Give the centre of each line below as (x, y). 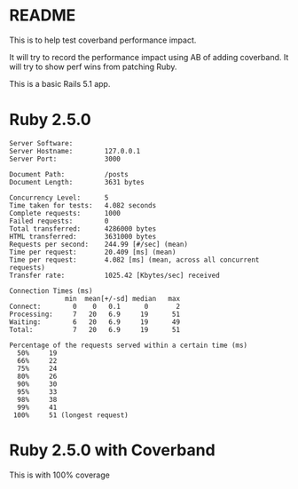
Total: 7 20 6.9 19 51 (94, 329)
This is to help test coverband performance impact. (103, 40)
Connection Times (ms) (51, 291)
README (43, 16)
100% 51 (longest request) (71, 415)
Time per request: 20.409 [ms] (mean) (93, 252)
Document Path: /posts (69, 174)
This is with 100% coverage (60, 475)
